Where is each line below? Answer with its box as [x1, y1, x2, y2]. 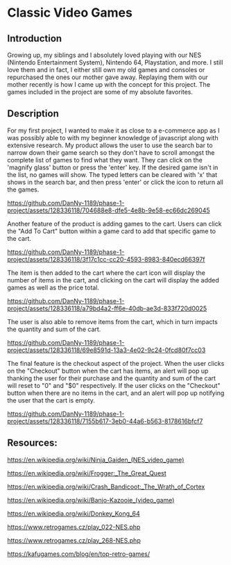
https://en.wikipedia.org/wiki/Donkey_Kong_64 [7, 509, 140, 518]
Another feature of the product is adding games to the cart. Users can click [7, 219, 222, 228]
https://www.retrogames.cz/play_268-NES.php [7, 536, 141, 544]
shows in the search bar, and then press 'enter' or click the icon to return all [7, 178, 223, 186]
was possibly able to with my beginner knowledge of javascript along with [7, 133, 219, 142]
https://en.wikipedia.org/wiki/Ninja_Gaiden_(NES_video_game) [7, 455, 185, 464]
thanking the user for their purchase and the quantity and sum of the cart [7, 373, 216, 382]
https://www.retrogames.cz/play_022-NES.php [7, 523, 141, 531]
